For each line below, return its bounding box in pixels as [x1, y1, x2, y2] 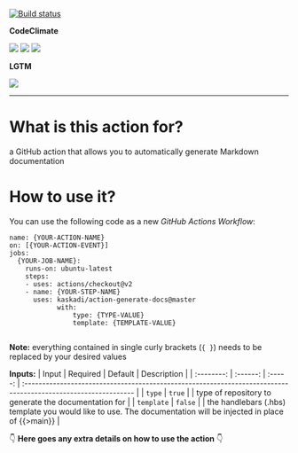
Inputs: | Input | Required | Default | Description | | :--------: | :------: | [9, 368, 266, 379]
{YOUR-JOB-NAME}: [17, 256, 82, 265]
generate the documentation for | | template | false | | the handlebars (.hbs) [9, 396, 286, 407]
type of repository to [196, 387, 272, 398]
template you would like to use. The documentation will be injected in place [9, 406, 284, 417]
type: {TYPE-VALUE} [72, 310, 145, 319]
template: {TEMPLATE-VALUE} [72, 318, 176, 327]
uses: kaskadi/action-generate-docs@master [32, 295, 197, 304]
